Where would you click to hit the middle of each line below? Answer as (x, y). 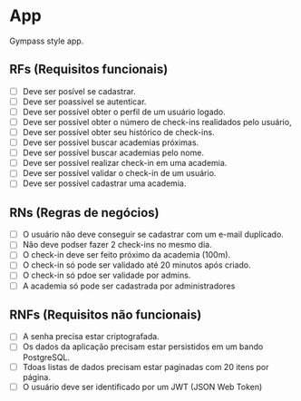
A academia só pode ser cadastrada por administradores (129, 286)
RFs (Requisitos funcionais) (89, 69)
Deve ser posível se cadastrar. (79, 91)
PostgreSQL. (46, 357)
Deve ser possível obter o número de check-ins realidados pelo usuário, (157, 122)
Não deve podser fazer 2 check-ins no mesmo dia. (117, 245)
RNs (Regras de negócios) (85, 213)
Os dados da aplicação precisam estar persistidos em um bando (143, 347)
